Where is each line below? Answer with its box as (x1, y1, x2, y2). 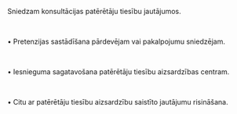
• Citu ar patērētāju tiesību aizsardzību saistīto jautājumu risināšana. (7, 98, 228, 106)
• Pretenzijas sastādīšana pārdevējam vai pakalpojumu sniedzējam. (7, 37, 225, 46)
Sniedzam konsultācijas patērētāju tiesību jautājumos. (7, 7, 181, 16)
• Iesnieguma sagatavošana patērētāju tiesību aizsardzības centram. (7, 67, 230, 77)
